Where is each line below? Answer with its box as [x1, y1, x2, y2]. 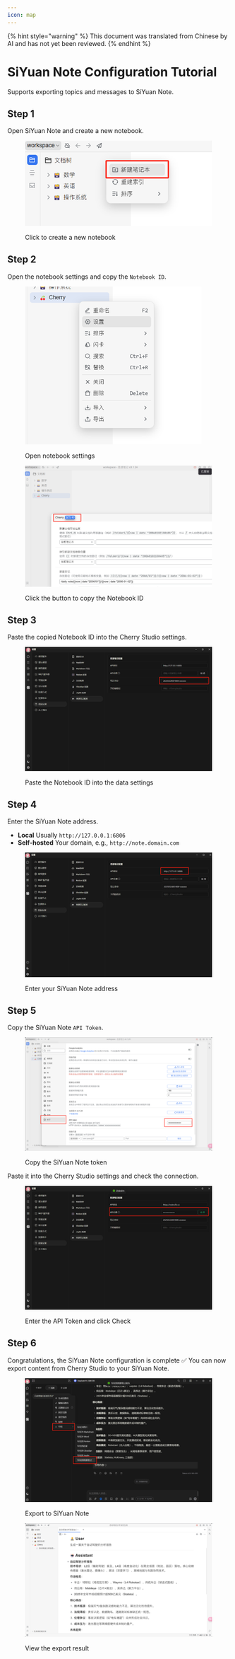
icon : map [7, 11, 37, 18]
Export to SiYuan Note [25, 1509, 90, 1518]
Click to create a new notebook [25, 233, 116, 241]
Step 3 [7, 614, 37, 626]
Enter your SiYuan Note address [25, 984, 119, 993]
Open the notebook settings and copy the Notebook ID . [7, 272, 167, 281]
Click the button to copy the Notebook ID [25, 594, 144, 602]
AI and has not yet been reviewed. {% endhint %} [7, 39, 151, 47]
